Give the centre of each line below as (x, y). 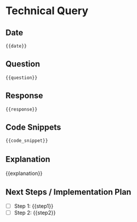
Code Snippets (33, 127)
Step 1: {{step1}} (34, 206)
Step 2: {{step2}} (35, 213)
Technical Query (47, 11)
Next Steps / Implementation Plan (68, 192)
